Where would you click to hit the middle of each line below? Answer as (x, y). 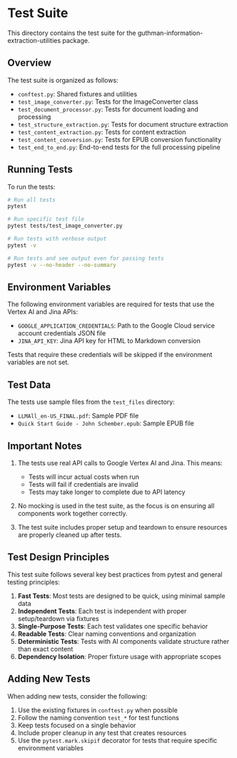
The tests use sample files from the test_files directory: (91, 402)
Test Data (29, 384)
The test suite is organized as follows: (63, 80)
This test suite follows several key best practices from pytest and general (115, 574)
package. (76, 40)
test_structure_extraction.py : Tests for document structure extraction (123, 124)
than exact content (45, 649)
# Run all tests (31, 200)
